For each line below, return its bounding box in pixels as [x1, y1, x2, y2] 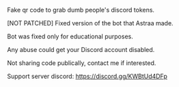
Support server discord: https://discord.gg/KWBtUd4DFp [7, 72, 167, 80]
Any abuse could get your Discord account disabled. [7, 46, 155, 53]
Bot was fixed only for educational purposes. [7, 32, 133, 40]
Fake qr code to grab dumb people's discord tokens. [7, 6, 155, 14]
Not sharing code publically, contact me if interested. [7, 59, 156, 67]
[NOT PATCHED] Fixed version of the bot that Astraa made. [7, 19, 174, 27]
